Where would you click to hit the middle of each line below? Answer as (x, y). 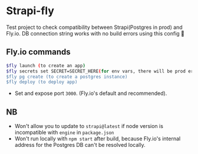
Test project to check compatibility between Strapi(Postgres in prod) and (94, 27)
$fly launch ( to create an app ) (46, 65)
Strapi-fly (30, 11)
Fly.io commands (38, 52)
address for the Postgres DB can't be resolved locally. (80, 145)
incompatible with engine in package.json (64, 132)
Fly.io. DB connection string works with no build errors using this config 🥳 (95, 33)
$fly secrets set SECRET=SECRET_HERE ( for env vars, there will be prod (96, 71)
